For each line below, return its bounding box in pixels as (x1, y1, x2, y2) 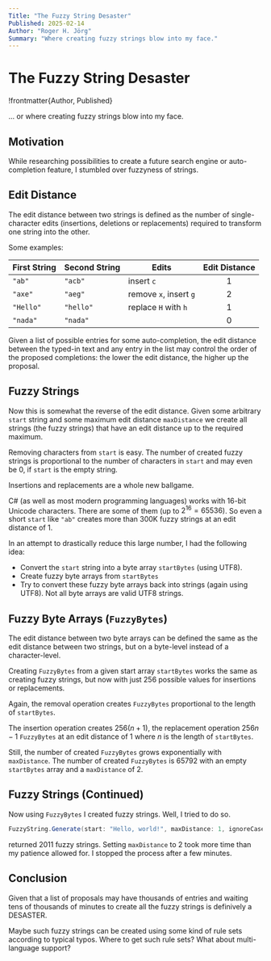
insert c (127, 275, 156, 287)
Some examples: (8, 242, 64, 252)
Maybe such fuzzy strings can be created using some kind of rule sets (8, 925, 243, 935)
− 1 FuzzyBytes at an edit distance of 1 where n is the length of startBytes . (8, 732, 254, 741)
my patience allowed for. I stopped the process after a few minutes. (8, 848, 232, 858)
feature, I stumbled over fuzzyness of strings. (47, 165, 199, 174)
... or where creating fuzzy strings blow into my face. (8, 111, 184, 121)
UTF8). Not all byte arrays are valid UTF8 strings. (19, 589, 184, 598)
